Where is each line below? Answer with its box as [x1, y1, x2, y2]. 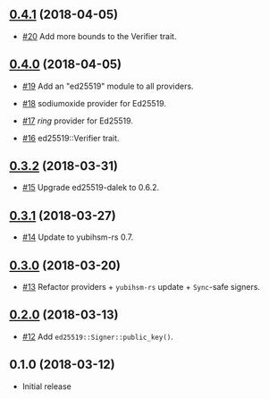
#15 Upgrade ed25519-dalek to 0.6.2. [21, 183, 160, 193]
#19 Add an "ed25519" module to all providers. [21, 81, 194, 91]
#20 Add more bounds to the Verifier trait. [21, 30, 177, 41]
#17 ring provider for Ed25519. [21, 115, 134, 126]
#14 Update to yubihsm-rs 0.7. [21, 232, 134, 242]
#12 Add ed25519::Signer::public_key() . [21, 331, 174, 342]
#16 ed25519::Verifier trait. [21, 132, 120, 143]
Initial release [21, 380, 71, 392]
